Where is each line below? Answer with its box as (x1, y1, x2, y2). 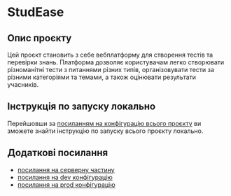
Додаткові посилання (7, 147, 108, 159)
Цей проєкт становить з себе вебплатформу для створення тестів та (7, 50, 213, 59)
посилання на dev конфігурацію (17, 173, 113, 181)
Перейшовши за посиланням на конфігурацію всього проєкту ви (7, 119, 202, 127)
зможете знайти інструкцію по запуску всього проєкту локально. (7, 127, 204, 135)
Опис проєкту (7, 32, 72, 44)
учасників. (7, 80, 39, 88)
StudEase (7, 4, 64, 20)
